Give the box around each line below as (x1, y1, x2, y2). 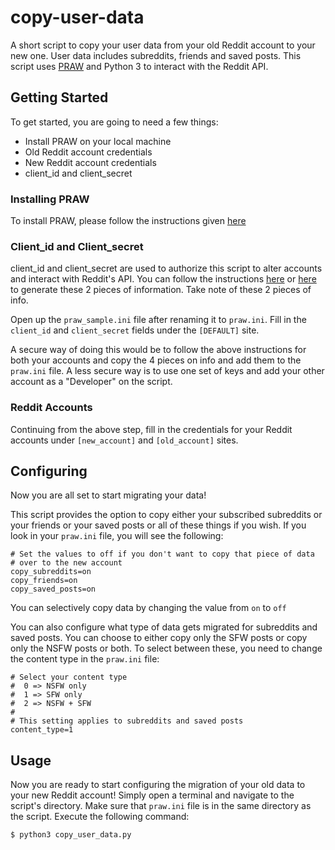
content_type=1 (10, 725, 74, 735)
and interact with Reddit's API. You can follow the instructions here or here (10, 273, 317, 285)
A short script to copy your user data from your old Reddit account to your (10, 39, 316, 51)
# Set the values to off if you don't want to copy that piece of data (10, 549, 315, 560)
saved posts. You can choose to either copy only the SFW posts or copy (10, 632, 308, 644)
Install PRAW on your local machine (24, 135, 172, 147)
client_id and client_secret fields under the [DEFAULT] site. (10, 324, 260, 336)
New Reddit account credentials (24, 156, 157, 168)
